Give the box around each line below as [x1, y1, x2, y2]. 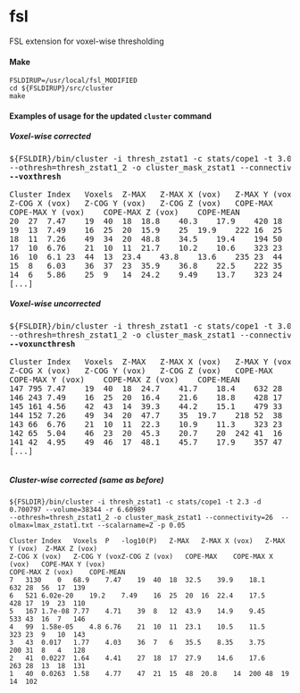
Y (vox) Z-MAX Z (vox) [9, 544, 98, 553]
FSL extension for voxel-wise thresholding [9, 36, 165, 46]
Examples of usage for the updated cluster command [9, 110, 212, 121]
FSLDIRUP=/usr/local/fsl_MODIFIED [9, 76, 138, 86]
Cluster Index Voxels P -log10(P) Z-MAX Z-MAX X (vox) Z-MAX [9, 536, 286, 546]
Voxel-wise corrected [9, 131, 92, 142]
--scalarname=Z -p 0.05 [96, 521, 186, 530]
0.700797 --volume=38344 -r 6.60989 [9, 505, 146, 514]
